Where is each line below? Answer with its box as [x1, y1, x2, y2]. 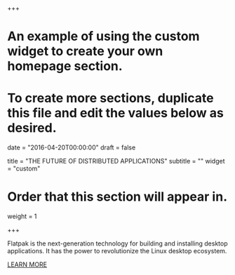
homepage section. [7, 58, 123, 74]
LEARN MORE [7, 260, 48, 269]
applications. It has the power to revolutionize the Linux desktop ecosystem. [7, 247, 227, 255]
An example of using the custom [7, 29, 200, 44]
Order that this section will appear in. [7, 189, 228, 205]
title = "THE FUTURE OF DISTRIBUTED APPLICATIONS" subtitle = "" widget [7, 157, 225, 166]
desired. [7, 120, 57, 136]
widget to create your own [7, 43, 163, 60]
